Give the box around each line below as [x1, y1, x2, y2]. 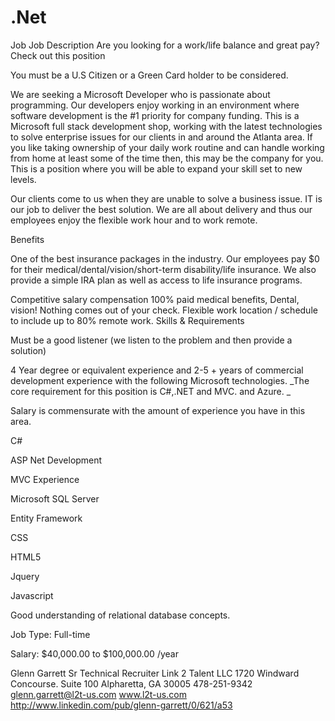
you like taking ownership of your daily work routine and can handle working [10, 141, 325, 153]
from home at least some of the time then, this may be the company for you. [10, 152, 324, 164]
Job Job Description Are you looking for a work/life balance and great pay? [10, 39, 320, 51]
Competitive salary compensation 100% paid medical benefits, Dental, [10, 293, 300, 305]
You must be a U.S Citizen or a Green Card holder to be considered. [10, 69, 289, 81]
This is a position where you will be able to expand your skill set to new [10, 162, 303, 175]
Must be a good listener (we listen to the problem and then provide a [10, 334, 293, 346]
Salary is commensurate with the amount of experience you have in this [10, 404, 306, 416]
